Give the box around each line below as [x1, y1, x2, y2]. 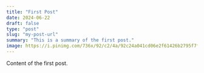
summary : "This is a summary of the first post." [6, 37, 135, 43]
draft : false [6, 20, 39, 26]
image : [6, 43, 23, 49]
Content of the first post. [6, 59, 68, 67]
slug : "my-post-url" [6, 32, 59, 38]
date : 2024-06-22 [6, 15, 50, 21]
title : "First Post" [6, 9, 59, 15]
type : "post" [6, 26, 39, 32]
